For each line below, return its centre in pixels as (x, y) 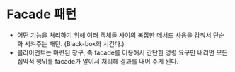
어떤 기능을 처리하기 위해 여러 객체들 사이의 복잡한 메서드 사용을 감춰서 (114, 35)
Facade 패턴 (42, 14)
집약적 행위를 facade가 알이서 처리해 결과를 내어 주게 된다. (98, 61)
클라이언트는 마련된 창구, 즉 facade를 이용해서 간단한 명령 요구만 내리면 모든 (122, 52)
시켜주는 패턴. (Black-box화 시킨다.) (74, 43)
